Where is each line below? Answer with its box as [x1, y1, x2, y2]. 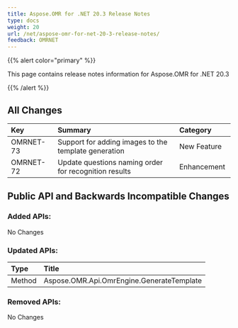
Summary [57, 125, 91, 135]
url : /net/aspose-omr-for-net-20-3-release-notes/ [7, 30, 160, 38]
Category [179, 125, 212, 135]
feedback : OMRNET [7, 37, 59, 44]
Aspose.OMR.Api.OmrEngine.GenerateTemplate [43, 276, 203, 285]
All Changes [7, 104, 62, 116]
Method [11, 276, 37, 285]
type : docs [7, 17, 40, 24]
